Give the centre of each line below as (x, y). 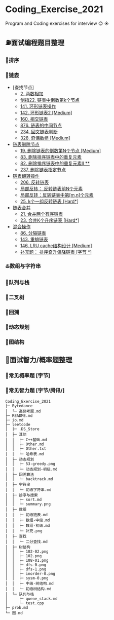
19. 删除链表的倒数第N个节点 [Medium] (61, 150)
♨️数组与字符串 (23, 266)
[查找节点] (23, 87)
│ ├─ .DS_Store (22, 429)
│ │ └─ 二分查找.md (27, 541)
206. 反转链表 (34, 182)
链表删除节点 (26, 144)
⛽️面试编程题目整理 (35, 43)
